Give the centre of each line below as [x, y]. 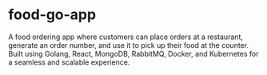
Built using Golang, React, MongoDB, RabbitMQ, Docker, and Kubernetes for [133, 53]
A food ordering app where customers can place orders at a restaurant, [126, 37]
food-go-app [52, 15]
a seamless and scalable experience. [69, 62]
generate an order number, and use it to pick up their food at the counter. [129, 45]
